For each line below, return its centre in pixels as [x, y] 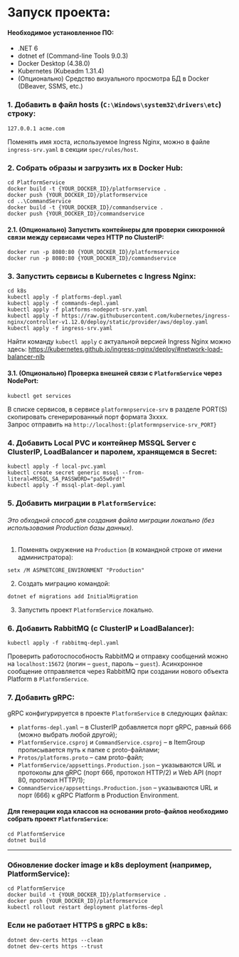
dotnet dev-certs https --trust [55, 946]
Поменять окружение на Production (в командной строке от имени [120, 550]
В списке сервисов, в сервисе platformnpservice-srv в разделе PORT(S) [117, 409]
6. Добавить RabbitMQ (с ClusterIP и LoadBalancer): [101, 628]
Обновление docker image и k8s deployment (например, [110, 865]
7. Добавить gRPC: [41, 697]
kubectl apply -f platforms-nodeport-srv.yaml [78, 310]
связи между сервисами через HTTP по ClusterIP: [86, 237]
